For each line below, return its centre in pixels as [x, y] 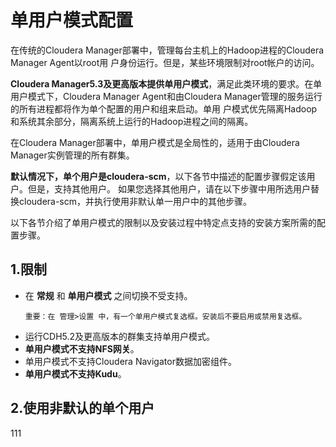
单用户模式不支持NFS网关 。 [82, 348]
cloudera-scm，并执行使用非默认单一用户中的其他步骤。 [135, 201]
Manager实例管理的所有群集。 [72, 155]
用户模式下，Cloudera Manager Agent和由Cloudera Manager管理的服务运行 [166, 96]
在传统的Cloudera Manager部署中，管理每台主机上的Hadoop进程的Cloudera [167, 50]
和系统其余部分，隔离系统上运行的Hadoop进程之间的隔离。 [132, 121]
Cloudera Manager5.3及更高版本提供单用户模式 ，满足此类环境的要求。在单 [166, 83]
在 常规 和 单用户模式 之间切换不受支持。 [108, 295]
